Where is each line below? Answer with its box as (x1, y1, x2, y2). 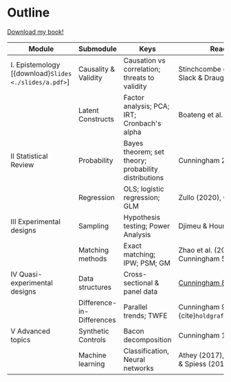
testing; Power (123, 221, 170, 230)
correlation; (123, 64, 161, 74)
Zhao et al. (178, 245, 212, 254)
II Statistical (10, 151, 48, 161)
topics (10, 334, 31, 344)
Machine (78, 350, 107, 360)
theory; (123, 155, 146, 165)
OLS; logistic (123, 184, 164, 194)
